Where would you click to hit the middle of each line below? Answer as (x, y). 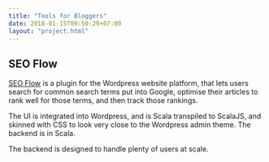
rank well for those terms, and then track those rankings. (103, 100)
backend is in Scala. (42, 134)
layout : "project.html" (49, 31)
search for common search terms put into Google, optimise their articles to (133, 92)
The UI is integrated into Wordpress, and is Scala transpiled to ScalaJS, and (135, 116)
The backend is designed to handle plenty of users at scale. (108, 149)
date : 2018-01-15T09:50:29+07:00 (65, 23)
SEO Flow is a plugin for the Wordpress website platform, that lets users (129, 83)
